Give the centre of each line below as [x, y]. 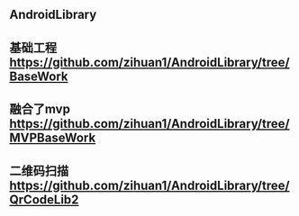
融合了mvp [40, 109]
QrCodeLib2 [44, 199]
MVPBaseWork [53, 138]
